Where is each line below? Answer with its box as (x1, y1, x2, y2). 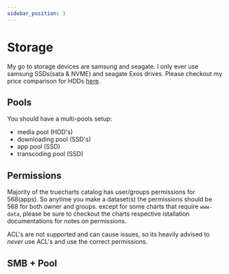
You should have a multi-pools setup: (7, 114, 112, 123)
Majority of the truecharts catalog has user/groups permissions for (7, 188, 195, 196)
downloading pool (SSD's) (16, 135, 91, 144)
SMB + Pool (7, 258, 58, 269)
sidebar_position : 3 (7, 10, 67, 17)
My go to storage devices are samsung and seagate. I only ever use (7, 62, 199, 71)
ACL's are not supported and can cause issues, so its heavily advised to (7, 230, 210, 238)
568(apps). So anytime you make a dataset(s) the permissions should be (7, 195, 213, 203)
